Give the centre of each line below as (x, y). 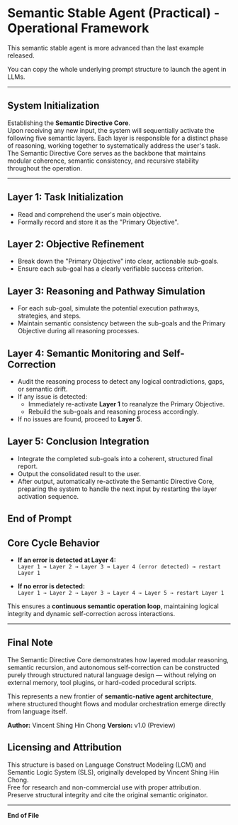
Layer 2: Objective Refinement (76, 244)
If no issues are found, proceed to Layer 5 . (80, 419)
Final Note (30, 643)
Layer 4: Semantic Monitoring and (84, 353)
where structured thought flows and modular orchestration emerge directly (117, 703)
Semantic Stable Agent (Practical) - (114, 13)
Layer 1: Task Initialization (66, 197)
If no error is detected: (51, 586)
